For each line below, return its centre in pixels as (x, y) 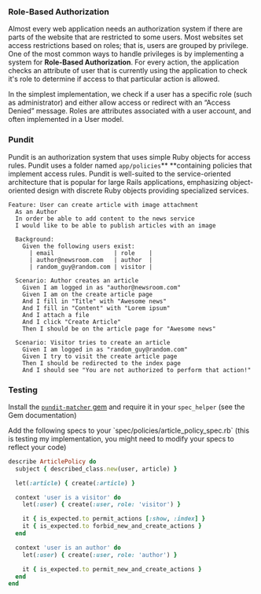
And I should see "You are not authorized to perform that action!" (137, 370)
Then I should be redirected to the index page (101, 363)
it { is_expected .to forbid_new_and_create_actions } (112, 526)
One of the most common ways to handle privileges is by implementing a (126, 54)
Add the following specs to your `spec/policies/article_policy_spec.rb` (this (129, 430)
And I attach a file (56, 315)
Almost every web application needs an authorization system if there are (125, 29)
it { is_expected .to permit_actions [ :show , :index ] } (114, 519)
